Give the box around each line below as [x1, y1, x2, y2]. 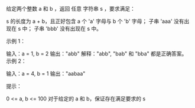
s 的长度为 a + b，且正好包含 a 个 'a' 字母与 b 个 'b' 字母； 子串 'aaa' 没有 [6, 18, 184, 25]
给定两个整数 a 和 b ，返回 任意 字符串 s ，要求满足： [6, 5, 136, 12]
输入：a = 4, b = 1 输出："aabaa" [6, 70, 86, 77]
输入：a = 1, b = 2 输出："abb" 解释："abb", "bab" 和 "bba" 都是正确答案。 [6, 50, 187, 57]
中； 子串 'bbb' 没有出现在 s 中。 [22, 25, 102, 32]
